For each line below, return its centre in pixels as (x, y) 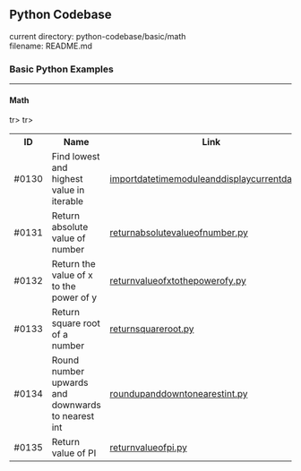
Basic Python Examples (61, 69)
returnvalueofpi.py (149, 448)
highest (67, 179)
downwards (76, 405)
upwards (70, 382)
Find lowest (76, 157)
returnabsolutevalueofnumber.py (179, 233)
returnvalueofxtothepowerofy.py (178, 281)
